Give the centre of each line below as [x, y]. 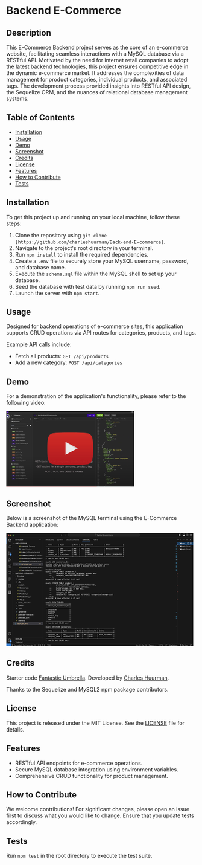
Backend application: [32, 525]
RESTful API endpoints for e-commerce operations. [79, 763]
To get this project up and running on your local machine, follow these [93, 217]
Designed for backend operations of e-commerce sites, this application [95, 326]
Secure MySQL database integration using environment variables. [97, 769]
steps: [14, 223]
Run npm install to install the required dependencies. [82, 254]
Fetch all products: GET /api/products [62, 356]
